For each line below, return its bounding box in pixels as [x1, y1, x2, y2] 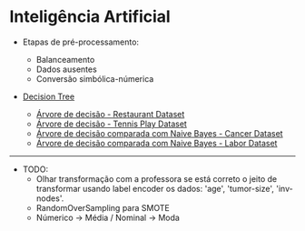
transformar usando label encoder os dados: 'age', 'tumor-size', [35, 183, 275, 194]
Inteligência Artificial [9, 6, 171, 27]
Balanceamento [35, 54, 95, 65]
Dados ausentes [35, 64, 97, 75]
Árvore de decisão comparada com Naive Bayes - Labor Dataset [35, 137, 278, 148]
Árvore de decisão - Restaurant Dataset [35, 108, 185, 119]
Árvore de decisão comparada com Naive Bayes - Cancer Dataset [35, 127, 283, 138]
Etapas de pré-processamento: [22, 36, 139, 47]
